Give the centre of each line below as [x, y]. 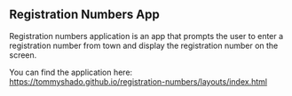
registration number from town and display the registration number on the [144, 45]
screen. [23, 55]
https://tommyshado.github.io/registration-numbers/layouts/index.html [138, 81]
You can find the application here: [71, 72]
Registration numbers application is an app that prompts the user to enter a [146, 36]
